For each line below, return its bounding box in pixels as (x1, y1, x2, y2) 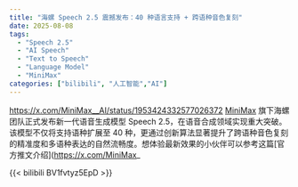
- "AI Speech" (17, 46, 69, 55)
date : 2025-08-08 (9, 21, 74, 30)
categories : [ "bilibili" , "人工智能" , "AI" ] (9, 79, 167, 88)
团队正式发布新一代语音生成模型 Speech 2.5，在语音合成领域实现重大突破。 (9, 116, 287, 126)
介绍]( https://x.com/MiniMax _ (32, 149, 141, 160)
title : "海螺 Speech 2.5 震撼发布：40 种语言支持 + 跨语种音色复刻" (9, 12, 243, 22)
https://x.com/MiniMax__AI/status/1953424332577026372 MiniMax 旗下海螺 (9, 104, 290, 116)
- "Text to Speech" (17, 54, 90, 63)
